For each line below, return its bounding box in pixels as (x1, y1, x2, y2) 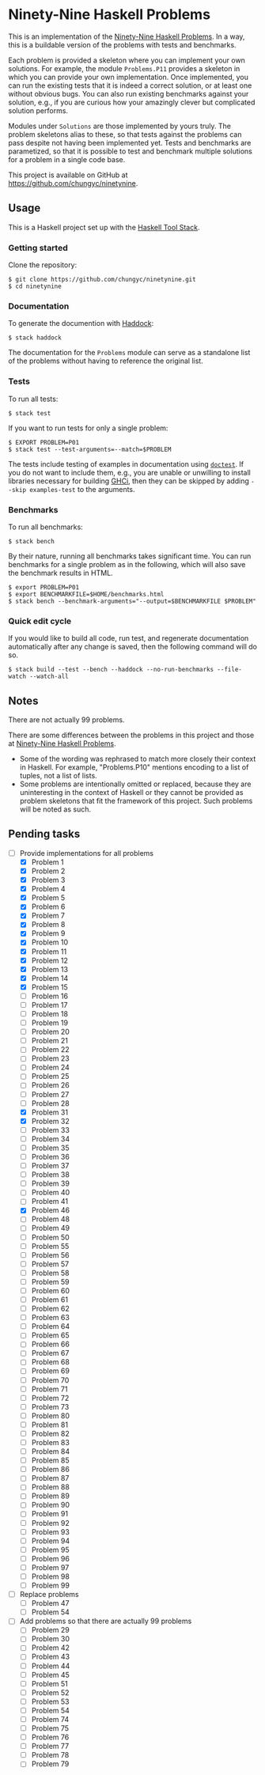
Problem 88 (31, 1482, 70, 1492)
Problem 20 (31, 1027, 70, 1037)
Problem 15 (31, 982, 69, 992)
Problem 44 (31, 1661, 70, 1671)
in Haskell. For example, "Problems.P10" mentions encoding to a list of (19, 763, 249, 772)
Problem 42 (31, 1643, 70, 1652)
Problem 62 (31, 1304, 70, 1314)
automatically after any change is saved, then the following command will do (8, 642, 258, 652)
